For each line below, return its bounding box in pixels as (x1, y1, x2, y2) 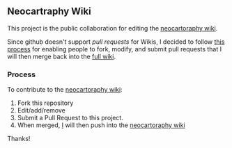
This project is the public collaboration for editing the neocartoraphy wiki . (7, 24, 218, 32)
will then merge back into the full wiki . (7, 52, 116, 60)
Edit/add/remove (17, 106, 66, 115)
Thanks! (7, 135, 31, 143)
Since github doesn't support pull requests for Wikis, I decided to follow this (7, 38, 225, 46)
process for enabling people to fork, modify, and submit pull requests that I (7, 44, 222, 53)
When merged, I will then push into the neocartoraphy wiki (17, 121, 186, 129)
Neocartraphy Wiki (7, 6, 92, 17)
